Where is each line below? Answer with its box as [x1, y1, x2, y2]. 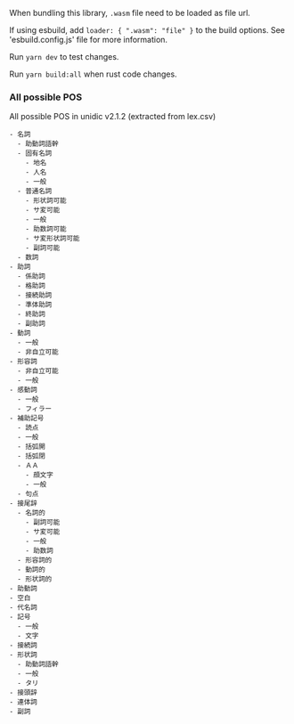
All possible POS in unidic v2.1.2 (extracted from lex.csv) [9, 111, 216, 122]
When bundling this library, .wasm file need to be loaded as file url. [9, 8, 251, 18]
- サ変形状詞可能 [25, 234, 80, 243]
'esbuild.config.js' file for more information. [9, 35, 167, 45]
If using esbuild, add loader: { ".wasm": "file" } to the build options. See [9, 25, 285, 35]
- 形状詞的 [17, 574, 53, 584]
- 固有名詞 [17, 149, 53, 159]
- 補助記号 [9, 414, 45, 423]
